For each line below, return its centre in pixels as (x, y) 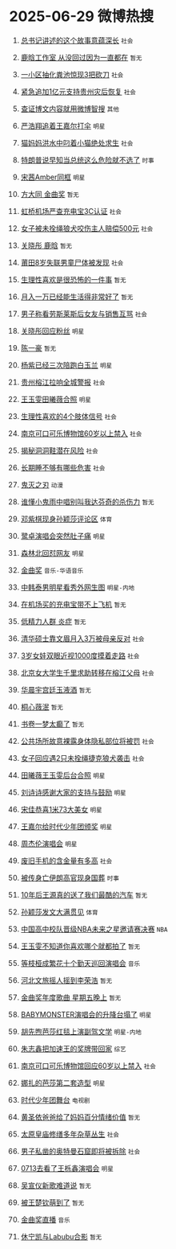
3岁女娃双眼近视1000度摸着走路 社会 (80, 655)
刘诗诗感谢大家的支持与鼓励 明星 (73, 792)
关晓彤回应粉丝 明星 (52, 331)
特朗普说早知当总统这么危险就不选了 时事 (87, 160)
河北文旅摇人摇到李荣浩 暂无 (66, 980)
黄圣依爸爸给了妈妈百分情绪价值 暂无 (80, 1117)
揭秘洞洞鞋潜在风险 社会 (59, 450)
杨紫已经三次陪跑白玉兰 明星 (66, 365)
